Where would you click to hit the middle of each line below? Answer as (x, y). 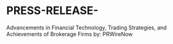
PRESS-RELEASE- (53, 11)
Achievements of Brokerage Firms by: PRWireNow (70, 34)
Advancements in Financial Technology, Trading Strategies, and (86, 28)
